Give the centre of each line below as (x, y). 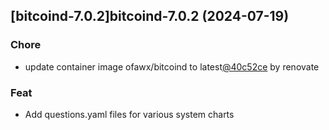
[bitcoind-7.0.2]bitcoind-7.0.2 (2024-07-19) (150, 16)
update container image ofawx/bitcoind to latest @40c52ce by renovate (172, 66)
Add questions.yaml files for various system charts (129, 114)
